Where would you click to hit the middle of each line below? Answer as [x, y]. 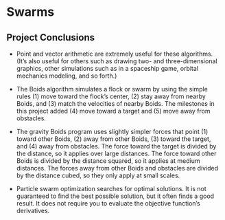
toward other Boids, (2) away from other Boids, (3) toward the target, [114, 139]
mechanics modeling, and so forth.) [67, 76]
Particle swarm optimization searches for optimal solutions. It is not [111, 189]
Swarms [31, 12]
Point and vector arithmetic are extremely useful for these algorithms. [115, 54]
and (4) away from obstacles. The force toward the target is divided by [116, 146]
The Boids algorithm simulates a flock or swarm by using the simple [112, 89]
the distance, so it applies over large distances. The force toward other [116, 153]
